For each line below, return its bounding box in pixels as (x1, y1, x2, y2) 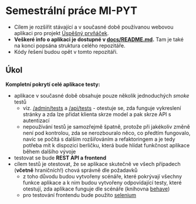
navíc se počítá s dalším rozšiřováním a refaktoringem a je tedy (22, 136, 175, 143)
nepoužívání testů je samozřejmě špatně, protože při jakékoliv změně (22, 123, 190, 130)
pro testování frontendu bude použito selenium (22, 191, 136, 198)
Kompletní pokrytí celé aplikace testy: (5, 81, 100, 88)
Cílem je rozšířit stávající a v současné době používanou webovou (13, 23, 174, 30)
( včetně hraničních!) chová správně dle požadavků (13, 167, 138, 174)
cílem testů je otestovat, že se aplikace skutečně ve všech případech (13, 160, 181, 167)
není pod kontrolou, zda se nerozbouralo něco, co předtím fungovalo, (22, 129, 191, 136)
